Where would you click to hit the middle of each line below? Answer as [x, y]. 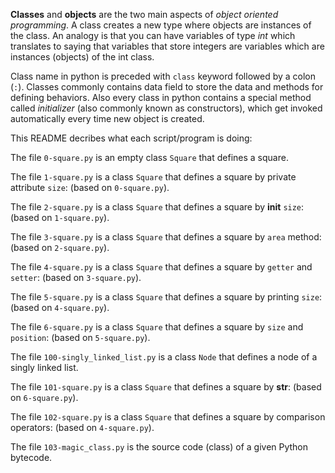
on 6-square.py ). [44, 397]
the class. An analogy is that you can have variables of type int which [153, 35]
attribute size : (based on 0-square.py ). [90, 187]
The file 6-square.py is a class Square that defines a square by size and [157, 327]
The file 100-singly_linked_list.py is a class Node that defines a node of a [164, 357]
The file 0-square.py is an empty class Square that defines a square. [149, 157]
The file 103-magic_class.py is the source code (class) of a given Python [159, 447]
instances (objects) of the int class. [82, 57]
